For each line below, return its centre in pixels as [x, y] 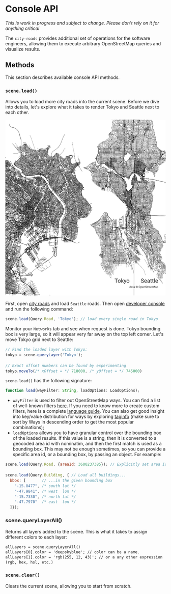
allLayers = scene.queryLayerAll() [43, 547]
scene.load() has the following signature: [49, 381]
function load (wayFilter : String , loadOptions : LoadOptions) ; [73, 391]
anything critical [22, 28]
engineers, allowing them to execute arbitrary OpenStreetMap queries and [83, 43]
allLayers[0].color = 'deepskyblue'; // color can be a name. [73, 552]
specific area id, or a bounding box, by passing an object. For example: [87, 455]
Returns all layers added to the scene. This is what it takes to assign [76, 531]
